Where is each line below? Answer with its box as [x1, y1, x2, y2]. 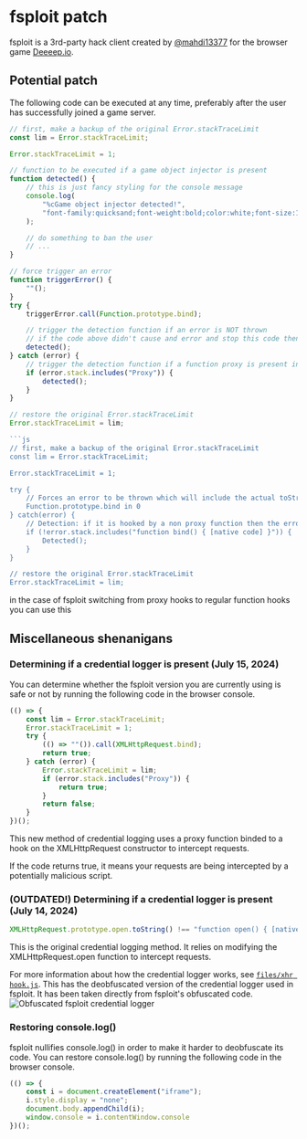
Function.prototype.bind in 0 [26, 502, 142, 511]
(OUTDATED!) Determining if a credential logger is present [9, 892, 273, 905]
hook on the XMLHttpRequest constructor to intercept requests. [9, 843, 249, 854]
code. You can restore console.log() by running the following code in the [9, 1051, 282, 1062]
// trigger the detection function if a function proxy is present [26, 359, 288, 369]
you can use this [9, 605, 71, 616]
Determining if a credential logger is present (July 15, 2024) [9, 658, 280, 670]
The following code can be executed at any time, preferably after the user [9, 97, 287, 108]
